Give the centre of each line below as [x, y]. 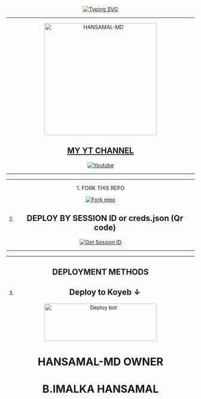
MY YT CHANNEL [100, 151]
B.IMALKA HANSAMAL [100, 389]
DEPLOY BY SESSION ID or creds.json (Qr [105, 218]
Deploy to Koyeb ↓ [105, 292]
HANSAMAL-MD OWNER [100, 362]
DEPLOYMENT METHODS [100, 272]
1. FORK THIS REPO [100, 188]
